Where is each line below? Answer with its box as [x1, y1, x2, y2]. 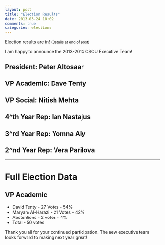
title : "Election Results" [5, 12, 60, 17]
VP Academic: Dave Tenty [5, 79, 87, 87]
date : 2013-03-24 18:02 [5, 16, 54, 21]
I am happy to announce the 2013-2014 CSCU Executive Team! [5, 49, 133, 54]
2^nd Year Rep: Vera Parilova [5, 146, 95, 155]
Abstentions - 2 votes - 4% [12, 214, 68, 220]
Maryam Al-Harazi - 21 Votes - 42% [12, 209, 85, 215]
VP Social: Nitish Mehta [5, 96, 79, 105]
